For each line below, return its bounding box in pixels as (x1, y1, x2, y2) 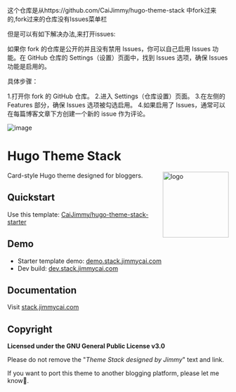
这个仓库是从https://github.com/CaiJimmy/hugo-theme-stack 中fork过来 (7, 6, 216, 14)
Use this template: (7, 210, 60, 219)
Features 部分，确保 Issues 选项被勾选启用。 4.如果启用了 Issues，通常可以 (7, 101, 226, 109)
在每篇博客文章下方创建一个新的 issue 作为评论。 (7, 109, 150, 118)
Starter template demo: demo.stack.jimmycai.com (17, 257, 162, 265)
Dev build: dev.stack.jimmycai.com (17, 264, 118, 272)
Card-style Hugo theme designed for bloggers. (7, 171, 143, 180)
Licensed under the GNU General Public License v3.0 (7, 342, 165, 351)
